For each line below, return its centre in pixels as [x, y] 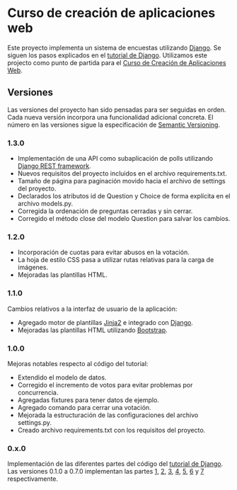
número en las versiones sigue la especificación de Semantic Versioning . [114, 125]
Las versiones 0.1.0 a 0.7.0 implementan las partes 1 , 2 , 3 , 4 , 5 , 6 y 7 [106, 472]
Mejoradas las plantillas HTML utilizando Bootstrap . [92, 330]
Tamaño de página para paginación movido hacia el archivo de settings [121, 181]
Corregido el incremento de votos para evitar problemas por [105, 384]
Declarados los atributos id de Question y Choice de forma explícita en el [124, 196]
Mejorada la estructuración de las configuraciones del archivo [108, 415]
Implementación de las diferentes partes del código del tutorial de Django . [115, 464]
